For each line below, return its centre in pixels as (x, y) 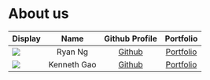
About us (39, 14)
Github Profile (131, 38)
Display (26, 38)
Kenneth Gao (72, 64)
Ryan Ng (72, 52)
